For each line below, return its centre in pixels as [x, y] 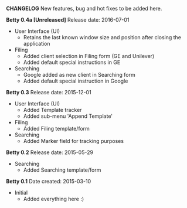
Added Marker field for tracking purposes [74, 141]
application [37, 44]
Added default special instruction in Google [76, 81]
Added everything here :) [54, 199]
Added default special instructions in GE [72, 62]
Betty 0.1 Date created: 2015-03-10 [49, 181]
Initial [21, 192]
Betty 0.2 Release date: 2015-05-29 [50, 152]
